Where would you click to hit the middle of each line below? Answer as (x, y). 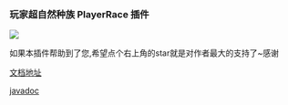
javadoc (24, 91)
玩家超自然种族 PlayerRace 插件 (79, 14)
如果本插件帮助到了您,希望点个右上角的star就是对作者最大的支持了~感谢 (144, 53)
